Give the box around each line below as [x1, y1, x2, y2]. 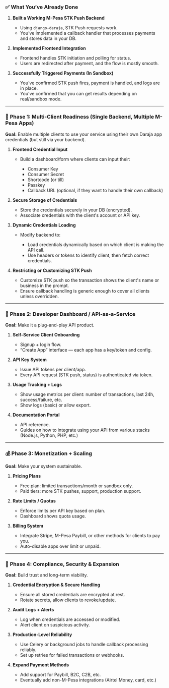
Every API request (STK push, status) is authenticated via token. [20, 372, 153, 378]
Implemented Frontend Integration [12, 45, 87, 51]
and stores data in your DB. [20, 35, 77, 41]
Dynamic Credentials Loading [12, 222, 76, 228]
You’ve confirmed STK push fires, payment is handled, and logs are [20, 80, 160, 86]
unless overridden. [20, 293, 59, 299]
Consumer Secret [27, 171, 64, 177]
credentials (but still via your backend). [5, 136, 86, 142]
